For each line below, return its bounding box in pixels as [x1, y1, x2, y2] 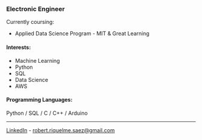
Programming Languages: [6, 96, 73, 104]
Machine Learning [14, 57, 60, 64]
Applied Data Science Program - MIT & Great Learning [14, 30, 150, 37]
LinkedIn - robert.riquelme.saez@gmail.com [6, 126, 115, 133]
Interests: [6, 44, 31, 51]
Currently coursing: [6, 19, 54, 26]
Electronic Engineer [6, 5, 65, 13]
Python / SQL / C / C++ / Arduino [6, 109, 88, 117]
